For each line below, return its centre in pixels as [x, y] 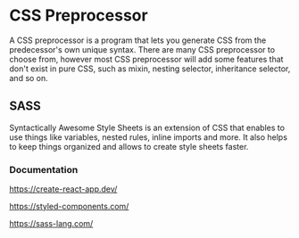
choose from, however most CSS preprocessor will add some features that [146, 59]
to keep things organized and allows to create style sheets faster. [129, 146]
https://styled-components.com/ [69, 207]
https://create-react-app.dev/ [63, 189]
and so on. [29, 78]
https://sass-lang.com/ [51, 224]
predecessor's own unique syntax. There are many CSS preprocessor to [142, 49]
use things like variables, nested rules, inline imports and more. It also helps [149, 137]
